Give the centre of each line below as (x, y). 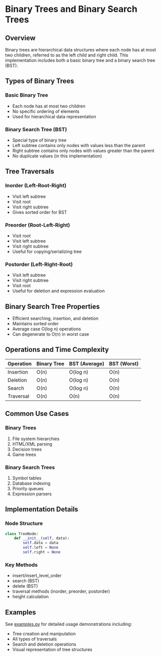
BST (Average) (87, 363)
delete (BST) (25, 586)
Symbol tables (27, 478)
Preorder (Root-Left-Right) (38, 225)
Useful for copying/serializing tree (47, 252)
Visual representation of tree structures (52, 650)
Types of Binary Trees (40, 81)
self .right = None (42, 552)
